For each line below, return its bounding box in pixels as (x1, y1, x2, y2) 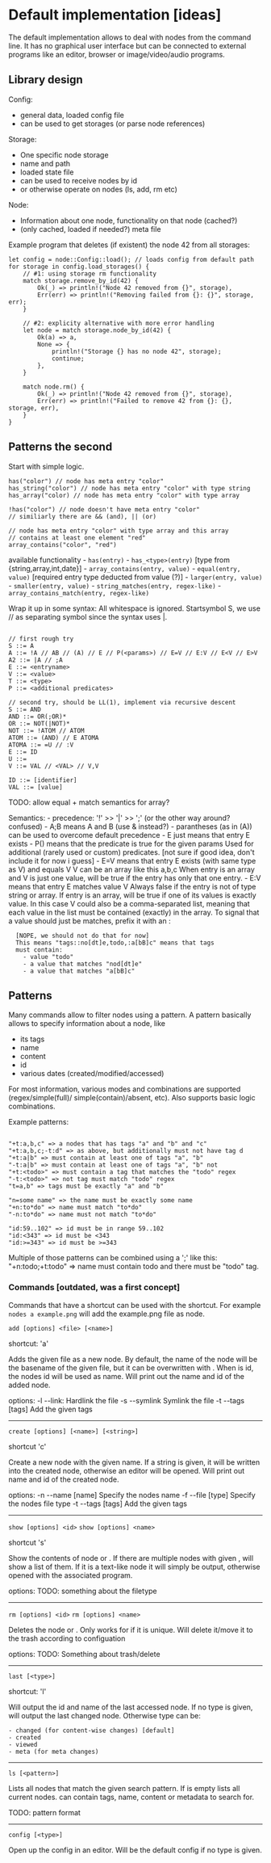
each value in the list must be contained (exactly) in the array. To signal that (8, 907, 260, 917)
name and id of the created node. (8, 1474, 119, 1484)
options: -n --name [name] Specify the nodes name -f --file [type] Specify (8, 1490, 256, 1499)
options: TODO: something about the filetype (8, 1586, 157, 1596)
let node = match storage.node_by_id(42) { (23, 326, 172, 334)
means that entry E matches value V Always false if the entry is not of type (8, 881, 256, 891)
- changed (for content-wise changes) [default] (8, 1726, 175, 1735)
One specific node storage (19, 149, 109, 159)
